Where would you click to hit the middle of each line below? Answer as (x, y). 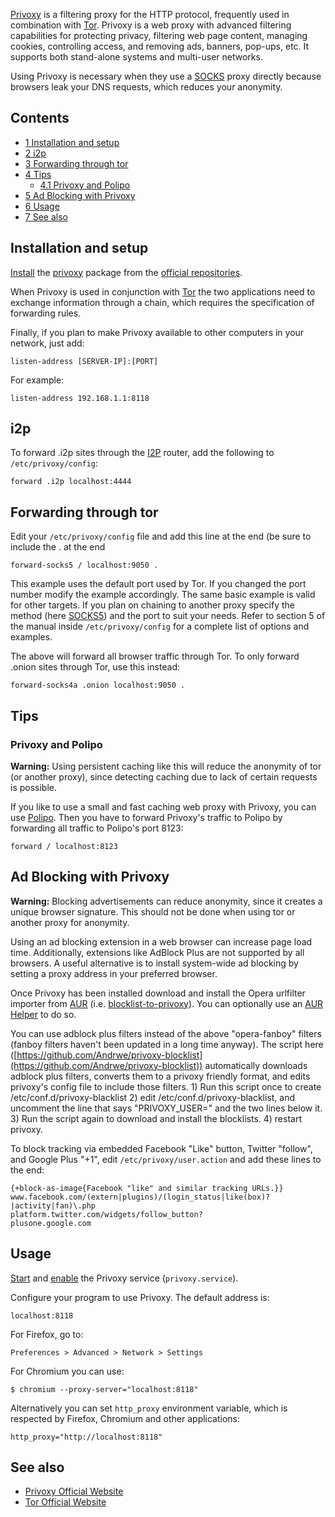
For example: (37, 380)
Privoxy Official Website (74, 1491)
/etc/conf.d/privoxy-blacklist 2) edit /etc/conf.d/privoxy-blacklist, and (153, 1097)
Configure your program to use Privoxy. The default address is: (140, 1297)
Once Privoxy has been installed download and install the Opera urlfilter (158, 993)
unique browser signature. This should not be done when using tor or (153, 911)
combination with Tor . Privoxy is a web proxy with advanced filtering (151, 25)
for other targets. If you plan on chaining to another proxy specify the (152, 605)
